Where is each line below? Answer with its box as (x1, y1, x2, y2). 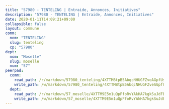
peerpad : (5, 68, 24, 73)
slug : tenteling (10, 40, 44, 45)
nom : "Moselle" (10, 54, 42, 59)
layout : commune (5, 26, 39, 31)
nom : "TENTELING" (10, 36, 46, 41)
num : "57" (10, 63, 30, 68)
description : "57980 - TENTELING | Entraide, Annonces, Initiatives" (5, 12, 154, 17)
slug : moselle (10, 59, 39, 64)
